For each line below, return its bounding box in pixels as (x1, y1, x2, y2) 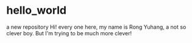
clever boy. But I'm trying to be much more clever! (6, 29, 132, 36)
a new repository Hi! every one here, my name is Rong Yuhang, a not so (6, 23, 187, 30)
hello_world (6, 4, 67, 17)
